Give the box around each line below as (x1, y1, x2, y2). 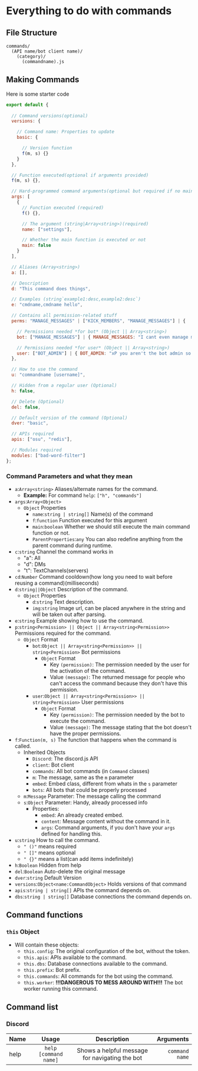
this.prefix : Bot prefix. (23, 966, 81, 973)
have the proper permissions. (49, 730, 121, 737)
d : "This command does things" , (11, 286, 91, 292)
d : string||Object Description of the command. (14, 585, 128, 592)
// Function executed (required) (21, 205, 104, 211)
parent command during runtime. (32, 542, 113, 549)
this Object (6, 928, 40, 936)
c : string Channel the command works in (14, 548, 114, 555)
